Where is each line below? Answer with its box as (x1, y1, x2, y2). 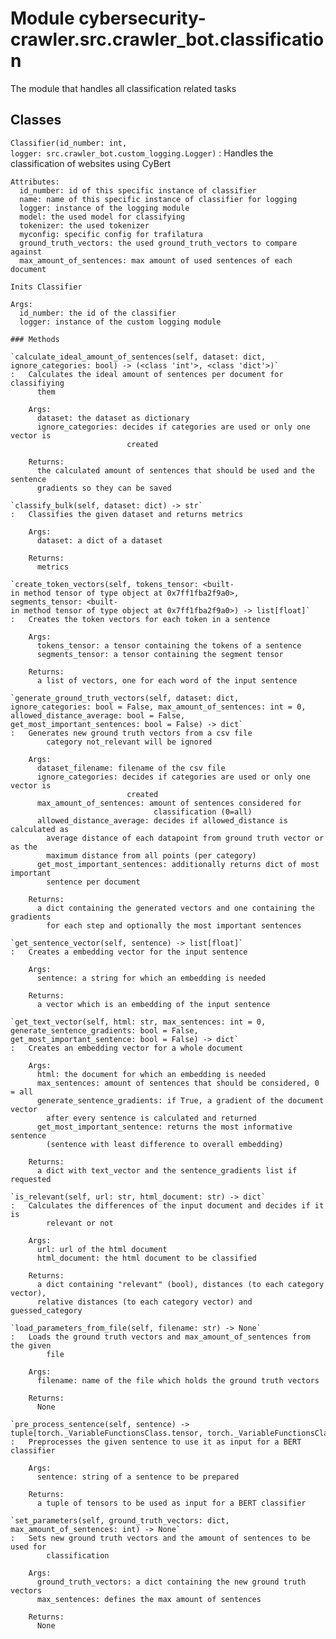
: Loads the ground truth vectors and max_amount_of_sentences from (10, 1332, 311, 1342)
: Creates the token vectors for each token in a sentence (10, 614, 271, 624)
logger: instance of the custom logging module (19, 317, 222, 327)
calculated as (10, 824, 70, 834)
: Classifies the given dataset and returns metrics (10, 509, 244, 519)
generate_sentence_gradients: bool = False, (10, 1025, 199, 1036)
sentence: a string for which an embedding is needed (36, 973, 267, 983)
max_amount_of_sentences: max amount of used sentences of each (19, 255, 293, 266)
